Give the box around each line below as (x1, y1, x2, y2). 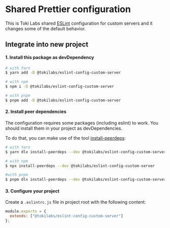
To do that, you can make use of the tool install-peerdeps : (5, 135, 126, 141)
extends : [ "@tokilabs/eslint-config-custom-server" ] (10, 213, 123, 219)
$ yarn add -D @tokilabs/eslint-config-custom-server (5, 70, 121, 75)
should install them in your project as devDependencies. (5, 125, 122, 131)
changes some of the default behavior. (5, 25, 86, 31)
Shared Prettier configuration (5, 4, 131, 15)
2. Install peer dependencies (5, 108, 67, 115)
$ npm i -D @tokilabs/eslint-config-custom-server (5, 84, 114, 89)
